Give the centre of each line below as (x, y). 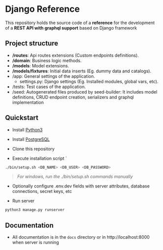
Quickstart (22, 118)
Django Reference (42, 9)
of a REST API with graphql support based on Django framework (71, 28)
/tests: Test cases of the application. (49, 87)
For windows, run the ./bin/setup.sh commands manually (75, 177)
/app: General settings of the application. (54, 76)
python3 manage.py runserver (35, 210)
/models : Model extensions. (41, 65)
